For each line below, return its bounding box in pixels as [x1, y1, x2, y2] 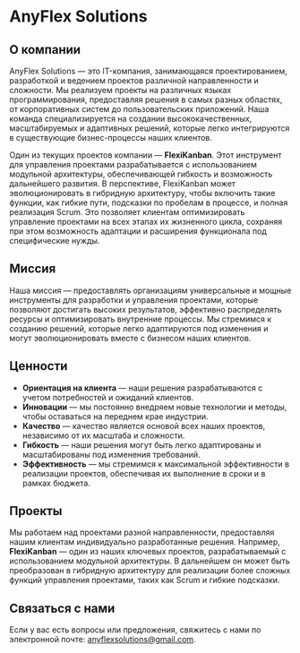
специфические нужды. [9, 236, 100, 245]
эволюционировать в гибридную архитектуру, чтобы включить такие [9, 188, 276, 198]
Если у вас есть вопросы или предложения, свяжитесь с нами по [9, 624, 261, 635]
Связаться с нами [9, 600, 116, 615]
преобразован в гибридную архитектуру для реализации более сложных [9, 565, 291, 576]
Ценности [9, 358, 68, 374]
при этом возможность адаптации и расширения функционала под [9, 226, 267, 236]
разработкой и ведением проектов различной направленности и [9, 75, 259, 86]
